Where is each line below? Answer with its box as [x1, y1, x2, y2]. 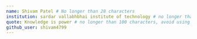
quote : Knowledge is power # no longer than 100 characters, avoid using [6, 19, 191, 25]
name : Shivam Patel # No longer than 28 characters [6, 8, 135, 14]
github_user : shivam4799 [6, 24, 67, 30]
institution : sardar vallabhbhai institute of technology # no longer [6, 14, 182, 19]
